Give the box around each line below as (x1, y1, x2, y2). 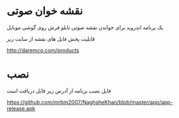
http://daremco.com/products (7, 46, 79, 54)
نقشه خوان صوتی (7, 4, 83, 18)
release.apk (7, 105, 36, 112)
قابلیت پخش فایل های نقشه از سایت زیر (7, 35, 95, 42)
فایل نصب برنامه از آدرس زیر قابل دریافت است (7, 87, 111, 94)
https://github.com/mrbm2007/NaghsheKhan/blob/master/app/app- (7, 98, 173, 106)
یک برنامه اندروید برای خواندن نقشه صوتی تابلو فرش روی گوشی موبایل (7, 24, 164, 31)
